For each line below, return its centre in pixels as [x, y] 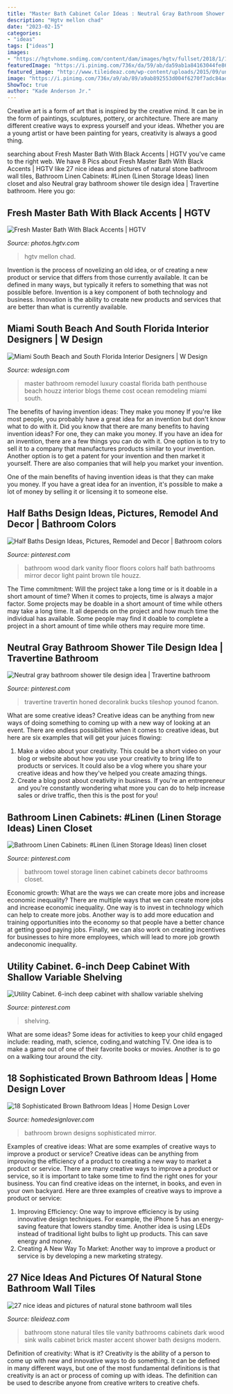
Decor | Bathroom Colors [62, 525]
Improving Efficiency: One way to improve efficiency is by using [108, 1211]
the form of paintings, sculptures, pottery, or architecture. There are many [113, 118]
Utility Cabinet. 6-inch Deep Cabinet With [99, 966]
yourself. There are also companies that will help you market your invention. [115, 463]
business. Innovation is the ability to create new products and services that [114, 299]
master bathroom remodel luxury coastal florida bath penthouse [115, 383]
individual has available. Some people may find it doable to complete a [108, 618]
